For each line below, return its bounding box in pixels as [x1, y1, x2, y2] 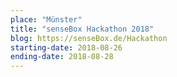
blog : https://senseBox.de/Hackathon [10, 33, 168, 43]
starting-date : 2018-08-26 [10, 42, 123, 53]
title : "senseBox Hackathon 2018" [10, 24, 155, 34]
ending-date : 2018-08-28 [10, 52, 114, 62]
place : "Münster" [10, 14, 83, 25]
